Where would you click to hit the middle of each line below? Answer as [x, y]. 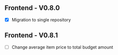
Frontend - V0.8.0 [32, 8]
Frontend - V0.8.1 [31, 35]
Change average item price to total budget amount [62, 47]
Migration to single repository [41, 19]
